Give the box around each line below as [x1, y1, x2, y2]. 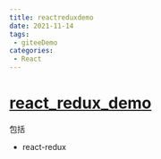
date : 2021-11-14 [9, 21, 74, 30]
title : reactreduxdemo [9, 13, 94, 22]
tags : [9, 29, 30, 38]
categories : [9, 46, 54, 55]
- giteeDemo [13, 38, 58, 47]
